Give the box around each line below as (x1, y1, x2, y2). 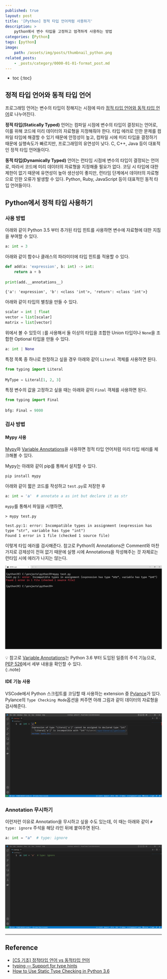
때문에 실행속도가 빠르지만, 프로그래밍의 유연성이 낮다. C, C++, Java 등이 (5, 140, 148, 147)
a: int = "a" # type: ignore (5, 835, 68, 840)
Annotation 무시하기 (5, 806, 53, 813)
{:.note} (5, 666, 21, 672)
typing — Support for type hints (12, 963, 78, 969)
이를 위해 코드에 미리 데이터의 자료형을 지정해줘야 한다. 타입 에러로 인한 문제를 (5, 128, 157, 134)
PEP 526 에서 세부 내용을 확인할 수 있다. (5, 661, 82, 667)
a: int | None (5, 346, 35, 352)
